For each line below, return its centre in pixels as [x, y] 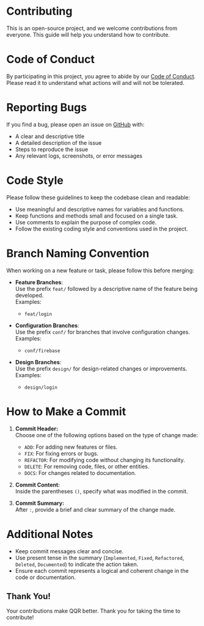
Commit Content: [38, 485]
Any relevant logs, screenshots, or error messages [78, 156]
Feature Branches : [39, 282]
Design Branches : [38, 362]
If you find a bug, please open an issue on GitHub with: [75, 124]
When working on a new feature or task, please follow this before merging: [100, 270]
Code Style [35, 180]
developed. [29, 295]
